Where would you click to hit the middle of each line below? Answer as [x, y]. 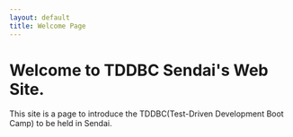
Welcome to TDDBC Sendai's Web [139, 70]
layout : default [40, 17]
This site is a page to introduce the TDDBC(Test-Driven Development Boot [147, 114]
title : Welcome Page [48, 26]
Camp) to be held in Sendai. [61, 124]
